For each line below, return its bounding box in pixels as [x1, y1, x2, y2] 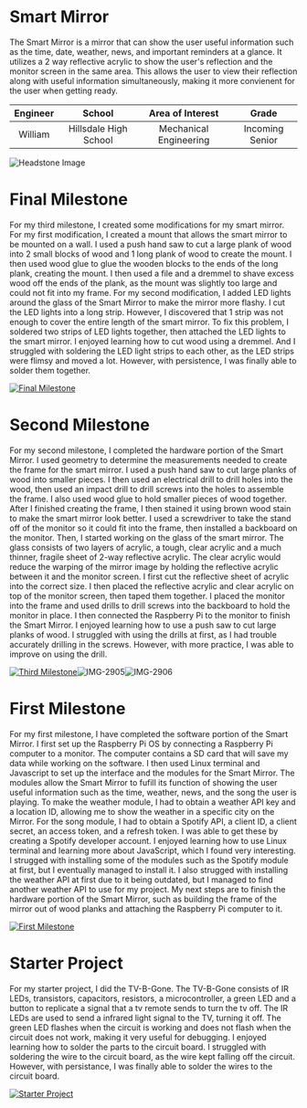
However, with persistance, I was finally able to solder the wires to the [9, 1061, 273, 1071]
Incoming [243, 121, 284, 134]
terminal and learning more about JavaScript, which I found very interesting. [9, 845, 297, 856]
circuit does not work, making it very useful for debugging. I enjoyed [9, 1031, 267, 1042]
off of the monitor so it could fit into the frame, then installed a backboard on [9, 522, 298, 533]
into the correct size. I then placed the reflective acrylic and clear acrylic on [9, 580, 294, 591]
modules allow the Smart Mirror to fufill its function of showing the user [9, 776, 278, 787]
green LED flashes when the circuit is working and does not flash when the [9, 1021, 291, 1033]
